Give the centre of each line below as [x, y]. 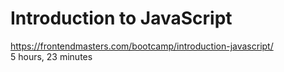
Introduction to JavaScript [121, 18]
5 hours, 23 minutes [51, 56]
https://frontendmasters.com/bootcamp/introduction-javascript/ [142, 46]
